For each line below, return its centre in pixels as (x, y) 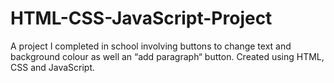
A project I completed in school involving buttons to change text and (151, 46)
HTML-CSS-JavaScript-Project (141, 18)
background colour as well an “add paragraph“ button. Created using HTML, (167, 56)
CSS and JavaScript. (53, 67)
